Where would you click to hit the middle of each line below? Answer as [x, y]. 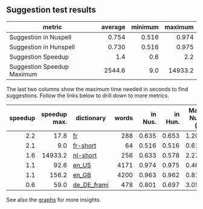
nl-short [85, 155]
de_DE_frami [91, 185]
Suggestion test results [51, 10]
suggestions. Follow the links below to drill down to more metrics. [88, 95]
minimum [145, 27]
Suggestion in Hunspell [42, 47]
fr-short [85, 146]
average [113, 27]
